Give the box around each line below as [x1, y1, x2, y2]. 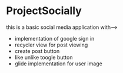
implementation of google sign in [14, 35, 95, 42]
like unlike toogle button [14, 54, 73, 61]
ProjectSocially [6, 4, 82, 18]
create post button [14, 47, 60, 54]
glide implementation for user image [14, 60, 103, 67]
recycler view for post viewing [14, 41, 88, 48]
